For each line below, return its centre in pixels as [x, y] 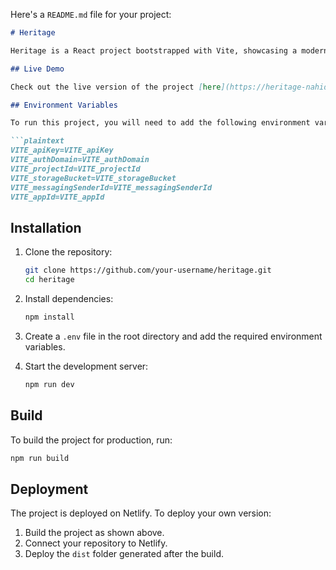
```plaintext [37, 141]
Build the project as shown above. [94, 533]
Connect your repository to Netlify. [96, 543]
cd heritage [49, 280]
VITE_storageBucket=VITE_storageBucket [93, 178]
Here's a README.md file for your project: [91, 14]
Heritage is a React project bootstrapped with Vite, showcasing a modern [169, 50]
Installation [46, 227]
